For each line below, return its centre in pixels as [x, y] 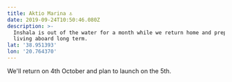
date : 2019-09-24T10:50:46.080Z [54, 20]
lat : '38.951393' [32, 45]
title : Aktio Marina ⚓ [40, 13]
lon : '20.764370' [32, 52]
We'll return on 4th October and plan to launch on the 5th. [89, 71]
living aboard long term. [51, 39]
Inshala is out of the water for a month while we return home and [113, 32]
